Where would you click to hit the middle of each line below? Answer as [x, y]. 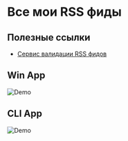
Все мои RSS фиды [65, 12]
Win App [26, 75]
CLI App [25, 114]
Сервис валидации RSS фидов [62, 54]
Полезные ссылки [49, 37]
